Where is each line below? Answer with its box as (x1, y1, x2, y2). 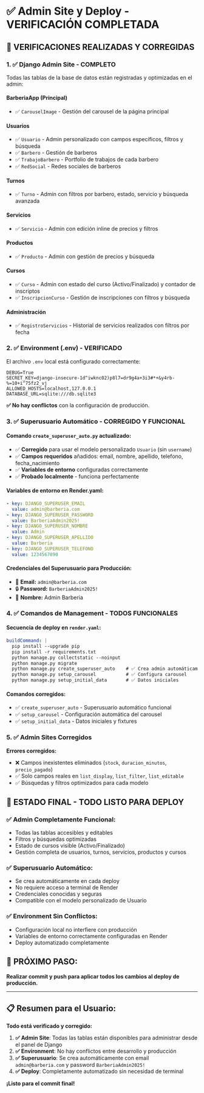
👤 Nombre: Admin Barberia (15, 594, 84, 601)
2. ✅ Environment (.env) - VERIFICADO (6, 344, 123, 353)
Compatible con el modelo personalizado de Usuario (15, 897, 147, 904)
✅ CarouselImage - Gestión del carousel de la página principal (15, 108, 169, 115)
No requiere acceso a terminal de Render (15, 884, 118, 891)
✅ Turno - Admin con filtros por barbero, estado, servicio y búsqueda (15, 191, 188, 198)
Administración (6, 308, 46, 315)
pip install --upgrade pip (12, 643, 80, 649)
